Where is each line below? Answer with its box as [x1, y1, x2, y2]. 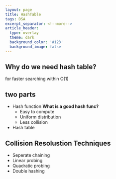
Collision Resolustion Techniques [5, 139, 111, 147]
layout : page [5, 7, 32, 12]
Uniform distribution [19, 114, 61, 120]
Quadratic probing [12, 163, 50, 169]
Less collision [19, 119, 48, 125]
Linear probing [12, 158, 43, 164]
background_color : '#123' [9, 40, 64, 45]
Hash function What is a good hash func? [12, 103, 99, 109]
